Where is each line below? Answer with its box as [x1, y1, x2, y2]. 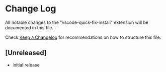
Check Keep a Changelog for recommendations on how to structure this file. [5, 34, 162, 40]
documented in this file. [5, 24, 54, 30]
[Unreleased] [5, 49, 47, 57]
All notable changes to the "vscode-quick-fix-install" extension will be [5, 19, 149, 25]
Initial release [12, 62, 40, 68]
